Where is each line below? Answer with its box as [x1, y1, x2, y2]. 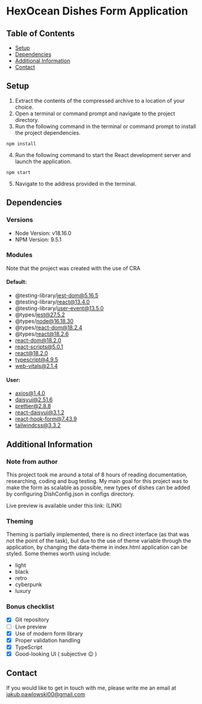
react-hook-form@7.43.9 [14, 415, 77, 423]
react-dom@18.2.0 [14, 337, 62, 344]
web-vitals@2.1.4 [14, 362, 58, 370]
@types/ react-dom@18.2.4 [14, 324, 83, 331]
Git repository [14, 616, 49, 623]
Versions [6, 216, 33, 224]
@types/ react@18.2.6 [14, 330, 69, 338]
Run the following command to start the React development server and [14, 151, 191, 158]
